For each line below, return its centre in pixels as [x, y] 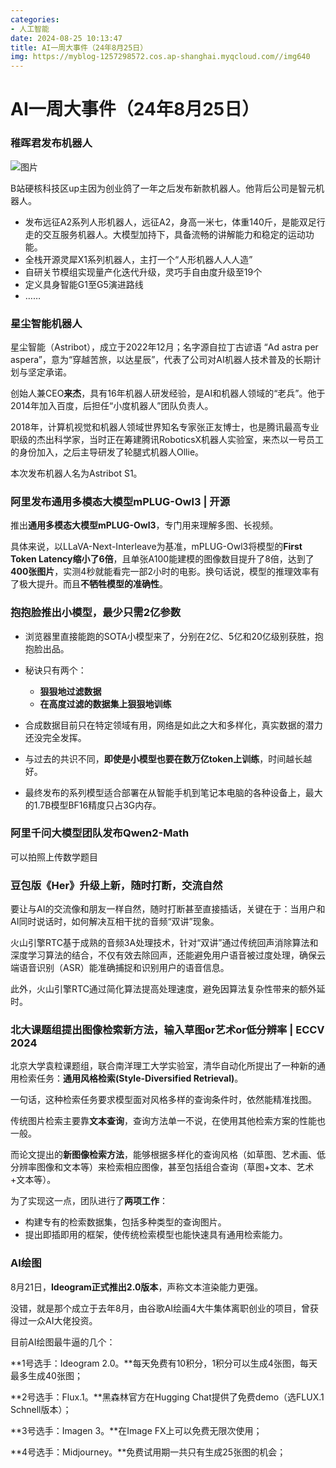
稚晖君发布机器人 [51, 143]
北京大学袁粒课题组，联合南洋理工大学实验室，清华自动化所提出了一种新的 [163, 1066]
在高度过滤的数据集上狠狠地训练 [105, 703]
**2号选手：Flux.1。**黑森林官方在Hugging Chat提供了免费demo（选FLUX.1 [167, 1397]
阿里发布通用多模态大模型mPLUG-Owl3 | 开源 [120, 501]
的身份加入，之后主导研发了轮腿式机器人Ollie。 [107, 452]
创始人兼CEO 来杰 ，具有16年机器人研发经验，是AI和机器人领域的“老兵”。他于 [168, 393]
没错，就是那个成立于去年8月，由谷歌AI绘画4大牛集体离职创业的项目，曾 [160, 1308]
